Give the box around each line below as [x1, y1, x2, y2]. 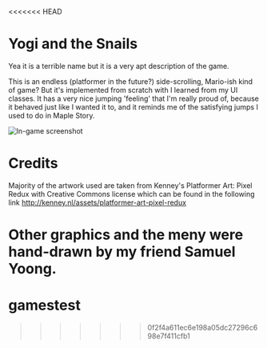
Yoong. [8, 260, 58, 278]
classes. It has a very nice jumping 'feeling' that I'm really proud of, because [8, 94, 260, 103]
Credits [8, 154, 58, 173]
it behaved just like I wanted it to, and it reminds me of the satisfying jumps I [8, 102, 258, 111]
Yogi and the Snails [8, 35, 138, 53]
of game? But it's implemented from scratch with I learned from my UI [8, 85, 238, 94]
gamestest [8, 296, 82, 314]
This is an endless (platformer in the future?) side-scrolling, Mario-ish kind [8, 76, 253, 86]
